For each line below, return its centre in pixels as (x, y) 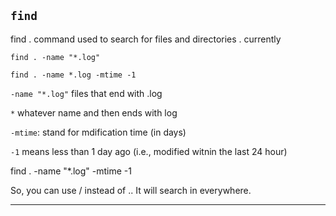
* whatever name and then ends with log (94, 112)
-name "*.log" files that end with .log (86, 93)
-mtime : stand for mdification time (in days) (98, 132)
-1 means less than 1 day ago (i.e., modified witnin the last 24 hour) (149, 151)
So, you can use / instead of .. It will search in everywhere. (131, 190)
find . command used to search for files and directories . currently (146, 39)
